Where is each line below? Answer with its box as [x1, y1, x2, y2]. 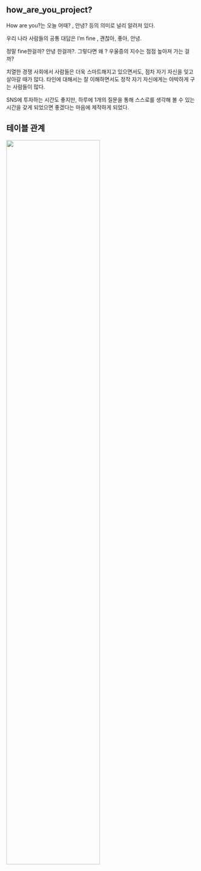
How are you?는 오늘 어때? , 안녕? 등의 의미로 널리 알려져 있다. [6, 21, 156, 29]
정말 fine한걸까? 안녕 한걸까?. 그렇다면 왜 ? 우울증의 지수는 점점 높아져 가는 [6, 47, 183, 55]
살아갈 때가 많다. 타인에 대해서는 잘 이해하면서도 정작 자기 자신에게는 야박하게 [6, 75, 189, 82]
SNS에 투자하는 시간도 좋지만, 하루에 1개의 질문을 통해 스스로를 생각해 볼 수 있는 [6, 96, 195, 103]
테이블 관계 [6, 123, 45, 133]
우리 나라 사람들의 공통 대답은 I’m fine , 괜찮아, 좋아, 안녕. [6, 35, 142, 42]
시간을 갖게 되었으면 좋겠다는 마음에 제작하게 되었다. [6, 103, 129, 111]
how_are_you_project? [6, 5, 93, 15]
